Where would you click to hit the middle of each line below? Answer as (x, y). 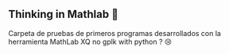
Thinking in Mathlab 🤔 (64, 14)
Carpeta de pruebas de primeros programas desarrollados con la (114, 33)
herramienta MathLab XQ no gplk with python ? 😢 (90, 41)
